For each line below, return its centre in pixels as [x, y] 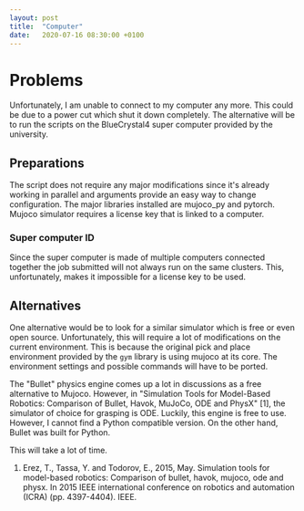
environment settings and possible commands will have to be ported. [139, 367]
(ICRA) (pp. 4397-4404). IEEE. [80, 497]
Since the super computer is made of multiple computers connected [137, 257]
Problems [46, 80]
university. [29, 134]
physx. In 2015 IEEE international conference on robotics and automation [159, 487]
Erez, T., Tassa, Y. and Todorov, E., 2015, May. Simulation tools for [146, 468]
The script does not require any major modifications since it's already [140, 185]
